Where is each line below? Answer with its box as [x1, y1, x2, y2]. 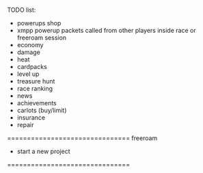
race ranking [16, 85, 53, 92]
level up [16, 70, 40, 78]
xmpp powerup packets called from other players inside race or [16, 27, 196, 34]
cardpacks [16, 63, 48, 70]
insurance [16, 114, 46, 122]
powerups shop [16, 19, 62, 27]
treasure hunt [16, 77, 55, 85]
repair [16, 121, 34, 129]
